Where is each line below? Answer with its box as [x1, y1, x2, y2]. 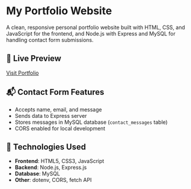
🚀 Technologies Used [6, 142, 86, 152]
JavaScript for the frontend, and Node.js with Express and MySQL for [6, 30, 176, 37]
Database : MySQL [14, 170, 61, 177]
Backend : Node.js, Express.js [14, 164, 87, 171]
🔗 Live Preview [6, 53, 62, 63]
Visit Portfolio [6, 69, 39, 76]
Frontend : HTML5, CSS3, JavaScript [14, 158, 104, 165]
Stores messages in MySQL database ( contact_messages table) [14, 118, 168, 126]
